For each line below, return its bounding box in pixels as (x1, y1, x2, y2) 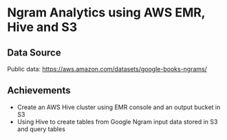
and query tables (17, 125, 65, 133)
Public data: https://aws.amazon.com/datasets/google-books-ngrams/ (7, 65, 208, 73)
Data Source (7, 47, 61, 58)
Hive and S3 (7, 19, 78, 35)
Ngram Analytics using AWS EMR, (7, 5, 206, 21)
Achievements (7, 84, 71, 97)
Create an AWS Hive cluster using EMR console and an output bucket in (17, 103, 221, 111)
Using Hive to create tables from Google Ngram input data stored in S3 (17, 117, 218, 126)
